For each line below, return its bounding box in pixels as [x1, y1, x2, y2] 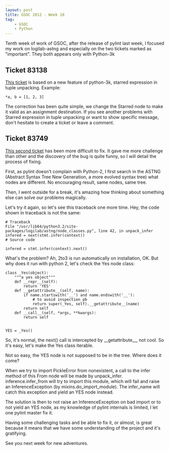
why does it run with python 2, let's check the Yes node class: [5, 260, 135, 267]
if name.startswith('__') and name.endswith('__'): [23, 293, 136, 298]
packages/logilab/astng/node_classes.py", [5, 228, 96, 234]
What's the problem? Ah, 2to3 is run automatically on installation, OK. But [5, 255, 159, 261]
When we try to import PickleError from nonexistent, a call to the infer [5, 367, 151, 373]
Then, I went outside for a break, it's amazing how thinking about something [5, 189, 164, 195]
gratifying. [5, 430, 27, 436]
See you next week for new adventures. [5, 440, 89, 446]
